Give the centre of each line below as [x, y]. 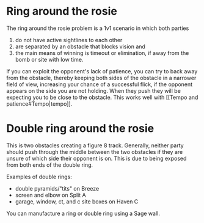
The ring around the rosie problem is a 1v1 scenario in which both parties [98, 28]
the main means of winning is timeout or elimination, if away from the [102, 53]
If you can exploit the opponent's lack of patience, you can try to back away [102, 71]
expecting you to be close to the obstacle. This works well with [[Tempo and [102, 97]
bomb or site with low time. [49, 59]
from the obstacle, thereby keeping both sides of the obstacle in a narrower [101, 78]
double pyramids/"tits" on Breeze [57, 188]
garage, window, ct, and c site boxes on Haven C [77, 201]
